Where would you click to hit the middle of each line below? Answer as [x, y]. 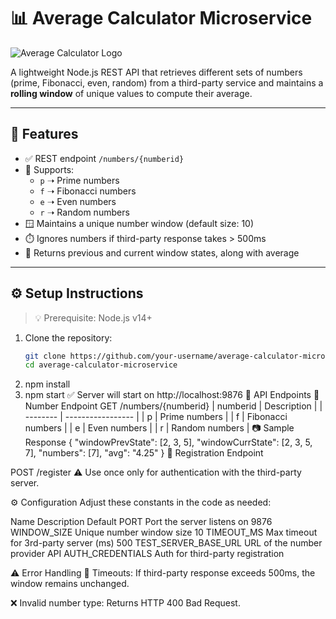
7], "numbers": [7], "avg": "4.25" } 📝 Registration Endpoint [144, 453]
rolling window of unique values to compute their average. [131, 93]
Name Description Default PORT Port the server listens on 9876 [141, 522]
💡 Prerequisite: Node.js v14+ [93, 317]
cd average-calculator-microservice [101, 365]
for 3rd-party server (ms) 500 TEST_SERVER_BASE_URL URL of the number [166, 543]
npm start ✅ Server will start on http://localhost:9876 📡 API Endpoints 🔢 [172, 395]
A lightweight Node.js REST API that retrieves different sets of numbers [156, 72]
